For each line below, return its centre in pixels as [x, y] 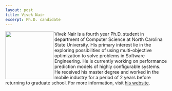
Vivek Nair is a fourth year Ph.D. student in [99, 34]
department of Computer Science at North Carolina [109, 39]
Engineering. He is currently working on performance [111, 61]
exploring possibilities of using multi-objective [103, 50]
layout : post [19, 10]
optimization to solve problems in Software [100, 56]
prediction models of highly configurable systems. [108, 66]
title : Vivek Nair [25, 15]
